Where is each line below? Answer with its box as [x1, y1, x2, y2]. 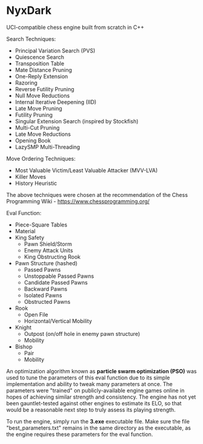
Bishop [14, 343, 33, 350]
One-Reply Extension [14, 72, 68, 80]
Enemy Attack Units [24, 246, 74, 254]
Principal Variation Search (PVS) [14, 47, 95, 54]
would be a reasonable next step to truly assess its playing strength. [6, 406, 176, 413]
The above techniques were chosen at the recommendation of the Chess [6, 191, 188, 198]
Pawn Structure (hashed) [14, 259, 78, 266]
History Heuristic [14, 179, 57, 187]
